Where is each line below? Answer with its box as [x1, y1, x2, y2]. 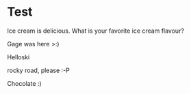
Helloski [7, 52, 30, 61]
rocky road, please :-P [7, 66, 70, 74]
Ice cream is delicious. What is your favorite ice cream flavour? [7, 27, 185, 35]
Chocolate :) [7, 79, 42, 87]
